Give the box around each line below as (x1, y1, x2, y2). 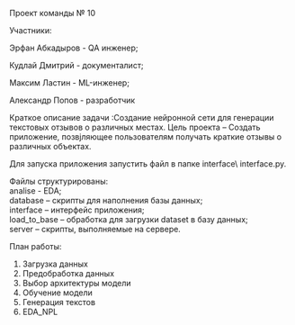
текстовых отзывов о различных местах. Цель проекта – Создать (9, 122, 261, 132)
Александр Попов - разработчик (9, 95, 136, 105)
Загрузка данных (22, 258, 88, 269)
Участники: (9, 25, 52, 35)
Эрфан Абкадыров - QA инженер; (9, 42, 139, 53)
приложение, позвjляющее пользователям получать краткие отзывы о (9, 131, 282, 142)
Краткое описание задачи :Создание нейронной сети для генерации (9, 113, 274, 122)
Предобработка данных (22, 268, 115, 278)
